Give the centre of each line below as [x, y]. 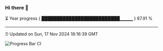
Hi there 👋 [17, 8]
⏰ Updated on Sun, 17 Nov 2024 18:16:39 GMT [52, 34]
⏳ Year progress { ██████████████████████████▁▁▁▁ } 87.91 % [79, 18]
